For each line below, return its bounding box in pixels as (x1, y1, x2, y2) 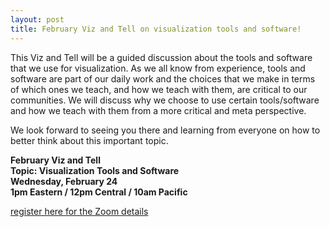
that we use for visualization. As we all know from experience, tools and (10, 62, 306, 74)
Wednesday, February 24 (10, 175, 118, 187)
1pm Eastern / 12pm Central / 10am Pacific (10, 186, 188, 198)
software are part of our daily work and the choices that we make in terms (10, 72, 316, 85)
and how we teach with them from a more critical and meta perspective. (10, 104, 307, 116)
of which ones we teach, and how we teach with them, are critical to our (10, 83, 308, 95)
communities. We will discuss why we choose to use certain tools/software (10, 94, 320, 106)
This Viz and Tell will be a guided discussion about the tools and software (10, 51, 313, 63)
